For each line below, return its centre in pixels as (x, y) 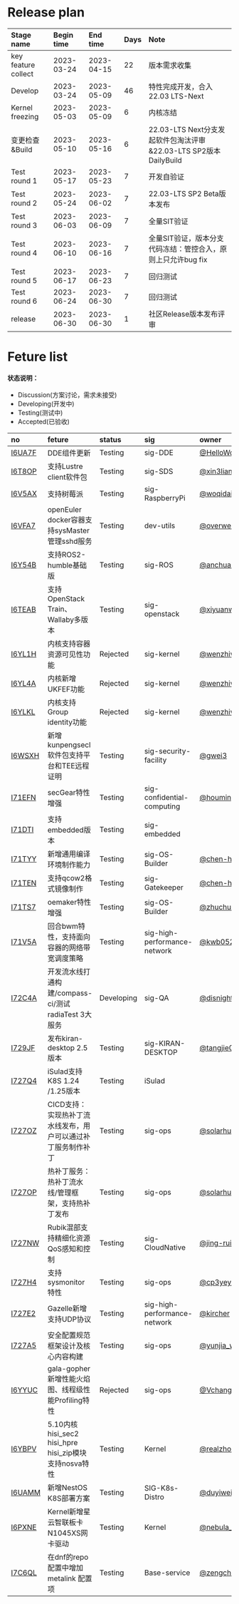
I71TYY (24, 859)
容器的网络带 (69, 947)
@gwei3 (213, 756)
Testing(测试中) (40, 413)
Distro (154, 1497)
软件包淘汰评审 (181, 140)
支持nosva (65, 1464)
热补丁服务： (69, 1171)
